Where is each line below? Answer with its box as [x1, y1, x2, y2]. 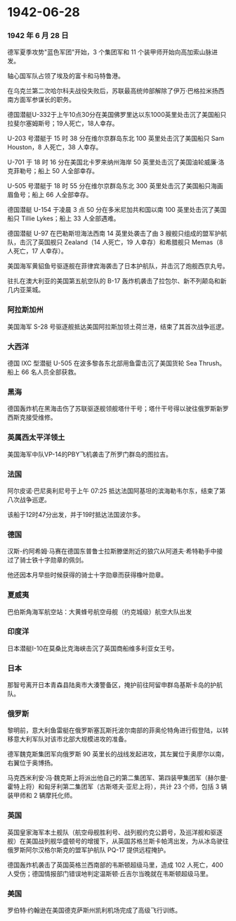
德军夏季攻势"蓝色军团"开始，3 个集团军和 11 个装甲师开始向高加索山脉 [7, 48, 212, 56]
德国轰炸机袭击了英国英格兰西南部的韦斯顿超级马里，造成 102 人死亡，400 [7, 860, 223, 869]
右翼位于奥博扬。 [7, 758, 57, 768]
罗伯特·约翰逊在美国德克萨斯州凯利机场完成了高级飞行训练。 [7, 906, 182, 915]
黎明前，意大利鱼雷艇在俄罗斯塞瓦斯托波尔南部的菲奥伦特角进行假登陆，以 [7, 726, 223, 734]
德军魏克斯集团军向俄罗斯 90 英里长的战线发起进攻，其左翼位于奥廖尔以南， [7, 750, 228, 758]
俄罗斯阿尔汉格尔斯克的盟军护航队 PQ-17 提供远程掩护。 [7, 846, 170, 854]
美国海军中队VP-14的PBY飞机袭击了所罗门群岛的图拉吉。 [7, 450, 172, 458]
